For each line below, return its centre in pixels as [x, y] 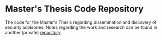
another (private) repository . [33, 32]
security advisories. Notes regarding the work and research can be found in [81, 27]
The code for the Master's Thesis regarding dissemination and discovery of [81, 22]
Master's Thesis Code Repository [74, 9]
